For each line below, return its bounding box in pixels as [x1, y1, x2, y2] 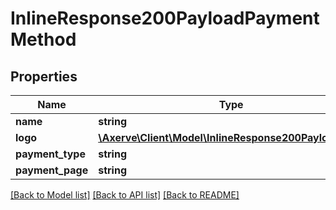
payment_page [15, 163, 89, 177]
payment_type [15, 147, 86, 161]
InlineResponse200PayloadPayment [10, 7, 320, 30]
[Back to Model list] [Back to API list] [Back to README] [10, 189, 240, 201]
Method [10, 28, 77, 51]
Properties [10, 68, 78, 85]
